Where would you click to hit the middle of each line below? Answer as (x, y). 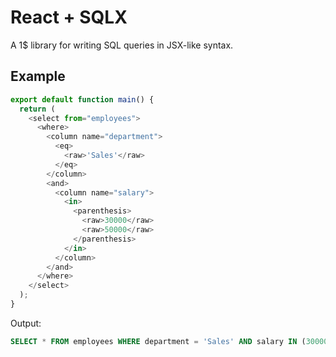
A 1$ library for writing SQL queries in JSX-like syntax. (122, 45)
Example (38, 76)
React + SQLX (69, 17)
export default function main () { (82, 99)
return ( (37, 109)
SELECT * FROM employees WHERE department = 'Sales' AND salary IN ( (158, 341)
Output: (26, 323)
